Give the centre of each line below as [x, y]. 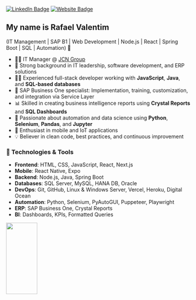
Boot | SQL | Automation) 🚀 [39, 47]
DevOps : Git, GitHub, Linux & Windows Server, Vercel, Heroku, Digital [98, 190]
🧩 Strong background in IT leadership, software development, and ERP [99, 65]
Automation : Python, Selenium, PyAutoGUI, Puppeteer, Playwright [94, 202]
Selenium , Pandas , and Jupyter [53, 124]
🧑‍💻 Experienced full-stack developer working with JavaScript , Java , [97, 78]
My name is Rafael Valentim [58, 27]
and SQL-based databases [47, 84]
